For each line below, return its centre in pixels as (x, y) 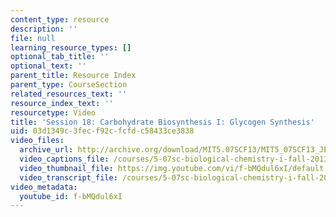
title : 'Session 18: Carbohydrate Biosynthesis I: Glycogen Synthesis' (162, 122)
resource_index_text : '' (62, 103)
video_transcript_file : (68, 177)
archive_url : (46, 150)
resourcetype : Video (53, 112)
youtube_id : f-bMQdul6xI (71, 196)
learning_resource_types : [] (71, 47)
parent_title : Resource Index (73, 76)
